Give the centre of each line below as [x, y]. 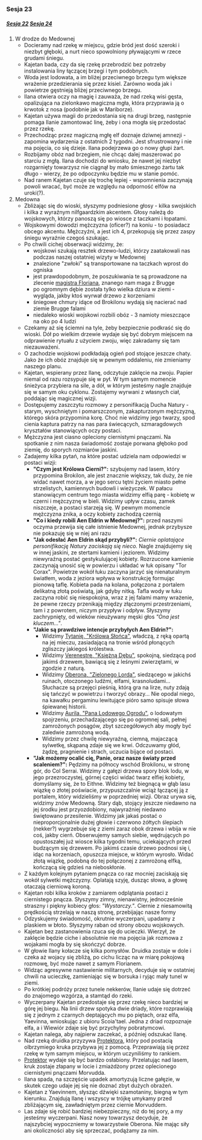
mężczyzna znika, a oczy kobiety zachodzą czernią [97, 514]
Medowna [27, 199]
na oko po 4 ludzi [55, 321]
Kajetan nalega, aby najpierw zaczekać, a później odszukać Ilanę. [105, 1034]
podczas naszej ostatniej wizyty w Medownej [89, 257]
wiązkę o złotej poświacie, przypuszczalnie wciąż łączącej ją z [111, 790]
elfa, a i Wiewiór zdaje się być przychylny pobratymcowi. [95, 1028]
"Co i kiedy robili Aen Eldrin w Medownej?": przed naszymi [108, 520]
